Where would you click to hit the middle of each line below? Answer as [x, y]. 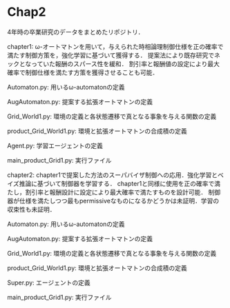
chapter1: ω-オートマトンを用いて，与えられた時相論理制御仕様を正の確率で [115, 46]
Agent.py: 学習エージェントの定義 [55, 145]
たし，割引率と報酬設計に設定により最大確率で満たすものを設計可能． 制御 [114, 192]
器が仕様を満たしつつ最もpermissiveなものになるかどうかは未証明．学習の [113, 201]
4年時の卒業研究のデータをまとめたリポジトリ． [76, 32]
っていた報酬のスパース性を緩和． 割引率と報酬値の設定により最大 [125, 63]
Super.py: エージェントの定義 [49, 283]
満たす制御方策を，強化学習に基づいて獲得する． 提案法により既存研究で [111, 55]
